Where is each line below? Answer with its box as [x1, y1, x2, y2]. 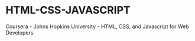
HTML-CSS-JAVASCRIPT [5, 4, 131, 17]
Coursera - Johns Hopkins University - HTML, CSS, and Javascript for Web [5, 23, 189, 30]
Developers [5, 29, 34, 36]
